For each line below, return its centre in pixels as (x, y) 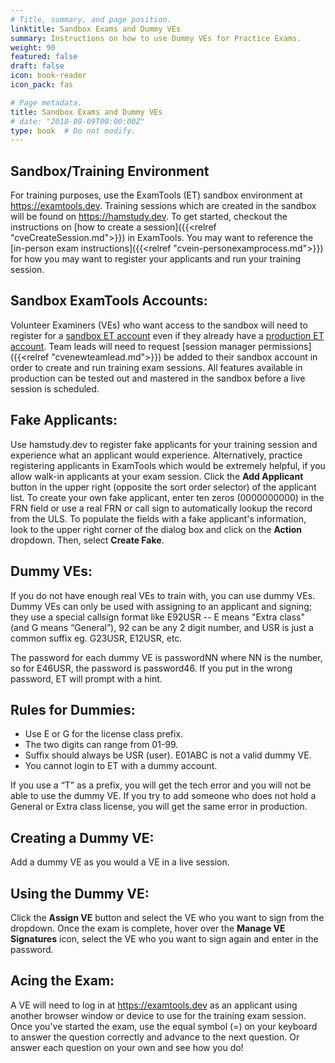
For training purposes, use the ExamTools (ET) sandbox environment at (156, 195)
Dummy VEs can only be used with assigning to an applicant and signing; (161, 606)
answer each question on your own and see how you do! (127, 1047)
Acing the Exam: (62, 981)
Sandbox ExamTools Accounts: (109, 301)
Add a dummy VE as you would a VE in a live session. (120, 862)
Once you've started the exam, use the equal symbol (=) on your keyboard (164, 1026)
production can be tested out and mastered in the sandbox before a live (158, 378)
